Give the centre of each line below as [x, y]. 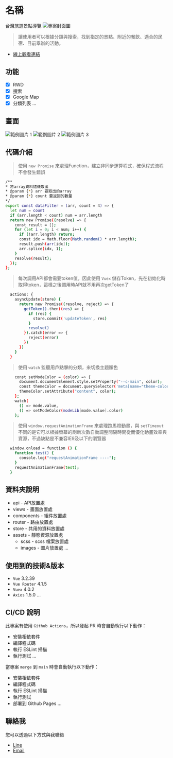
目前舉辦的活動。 [45, 43]
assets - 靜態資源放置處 [38, 535]
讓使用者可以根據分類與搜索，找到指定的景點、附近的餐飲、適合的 [88, 37]
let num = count [27, 210]
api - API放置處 [29, 503]
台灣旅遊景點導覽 [23, 26]
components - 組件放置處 [40, 516]
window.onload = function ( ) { [44, 448]
